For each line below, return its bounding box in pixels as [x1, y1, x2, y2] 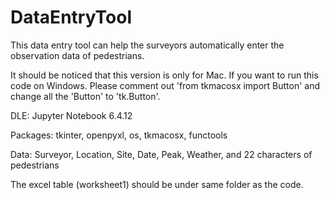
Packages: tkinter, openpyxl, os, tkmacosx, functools [10, 129, 228, 141]
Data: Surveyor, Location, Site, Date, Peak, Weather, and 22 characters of [10, 148, 313, 160]
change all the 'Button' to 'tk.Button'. [10, 90, 161, 102]
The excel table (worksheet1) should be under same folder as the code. [10, 178, 304, 190]
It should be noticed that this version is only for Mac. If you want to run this [10, 69, 319, 81]
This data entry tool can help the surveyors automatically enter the [10, 39, 285, 51]
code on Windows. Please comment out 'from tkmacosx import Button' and [10, 79, 321, 91]
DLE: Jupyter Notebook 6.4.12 [10, 109, 133, 121]
